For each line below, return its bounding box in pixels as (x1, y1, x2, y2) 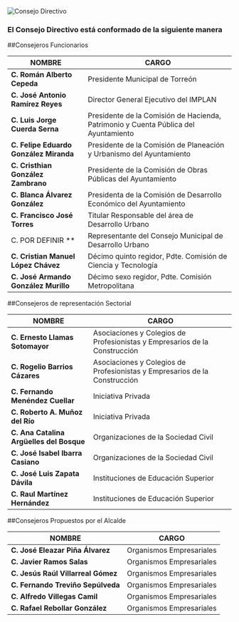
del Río (11, 416, 35, 426)
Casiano (11, 457, 40, 467)
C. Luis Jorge (11, 115, 57, 125)
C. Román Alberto (11, 70, 73, 80)
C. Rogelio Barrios (11, 362, 73, 372)
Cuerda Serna (11, 124, 59, 134)
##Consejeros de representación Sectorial (7, 299, 132, 308)
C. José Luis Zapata (11, 469, 80, 479)
